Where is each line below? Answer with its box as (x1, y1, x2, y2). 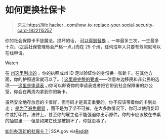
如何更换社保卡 (5, 4, 66, 16)
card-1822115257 (17, 27, 52, 33)
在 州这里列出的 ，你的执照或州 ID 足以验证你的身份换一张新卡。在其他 (5, 70, 149, 76)
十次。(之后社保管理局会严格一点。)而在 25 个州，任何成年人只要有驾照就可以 (5, 44, 161, 49)
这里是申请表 (18, 82, 44, 88)
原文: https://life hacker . (17, 22, 66, 28)
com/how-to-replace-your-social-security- (66, 22, 155, 28)
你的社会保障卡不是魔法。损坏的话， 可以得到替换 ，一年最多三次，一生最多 (5, 38, 159, 44)
